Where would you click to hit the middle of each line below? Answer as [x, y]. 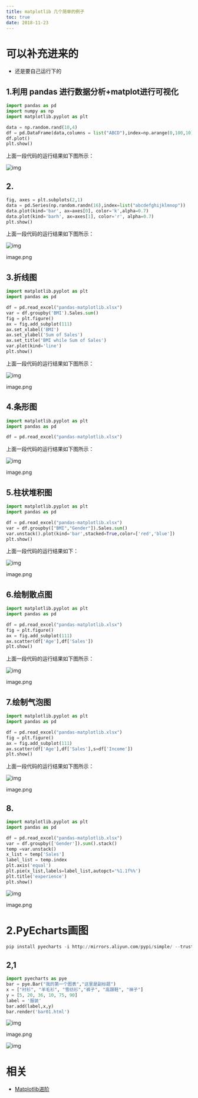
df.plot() [18, 138]
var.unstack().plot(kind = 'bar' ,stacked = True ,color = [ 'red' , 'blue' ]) [91, 534]
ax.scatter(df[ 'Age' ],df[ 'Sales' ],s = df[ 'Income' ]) [70, 749]
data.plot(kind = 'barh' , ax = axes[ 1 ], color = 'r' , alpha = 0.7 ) [80, 217]
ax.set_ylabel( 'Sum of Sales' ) [44, 335]
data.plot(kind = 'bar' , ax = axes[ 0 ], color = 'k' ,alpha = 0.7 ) [77, 211]
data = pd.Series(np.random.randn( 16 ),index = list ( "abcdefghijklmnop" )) [96, 205]
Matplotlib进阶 [32, 1089]
